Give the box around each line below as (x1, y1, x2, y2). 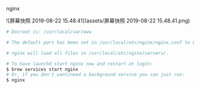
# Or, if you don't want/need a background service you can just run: (6, 72, 185, 78)
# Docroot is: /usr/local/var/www (6, 29, 92, 35)
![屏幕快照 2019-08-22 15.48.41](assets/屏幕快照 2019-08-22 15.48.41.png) (6, 17, 190, 24)
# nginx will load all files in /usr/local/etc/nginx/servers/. (6, 50, 169, 56)
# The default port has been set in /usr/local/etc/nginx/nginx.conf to (6, 39, 190, 45)
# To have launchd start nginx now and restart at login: (6, 61, 153, 67)
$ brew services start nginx (6, 66, 79, 72)
